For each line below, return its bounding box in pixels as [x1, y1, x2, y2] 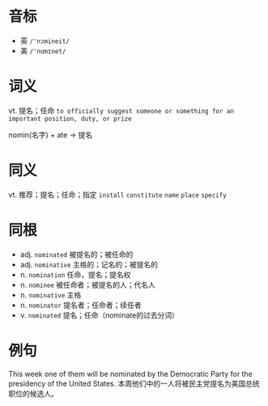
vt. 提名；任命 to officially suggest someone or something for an [8, 105, 235, 115]
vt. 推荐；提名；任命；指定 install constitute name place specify [8, 190, 227, 199]
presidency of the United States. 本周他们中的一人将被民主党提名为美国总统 [8, 378, 261, 388]
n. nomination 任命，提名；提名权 [19, 269, 131, 280]
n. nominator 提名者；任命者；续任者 [19, 300, 142, 310]
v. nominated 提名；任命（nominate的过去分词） [19, 310, 180, 320]
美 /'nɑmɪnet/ [19, 45, 66, 55]
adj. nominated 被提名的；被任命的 [19, 249, 134, 259]
